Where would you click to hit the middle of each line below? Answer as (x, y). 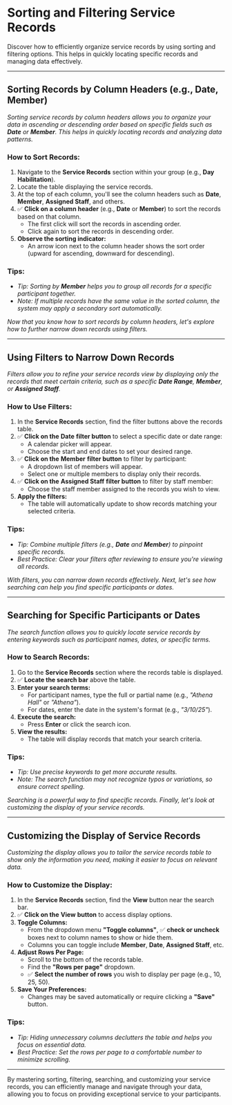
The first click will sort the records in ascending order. (104, 224)
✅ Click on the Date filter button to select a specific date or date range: (120, 437)
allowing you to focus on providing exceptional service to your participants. (114, 1094)
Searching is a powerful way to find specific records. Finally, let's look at (111, 800)
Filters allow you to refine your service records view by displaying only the (113, 374)
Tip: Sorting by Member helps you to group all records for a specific (114, 286)
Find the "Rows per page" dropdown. (81, 967)
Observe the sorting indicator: (61, 239)
